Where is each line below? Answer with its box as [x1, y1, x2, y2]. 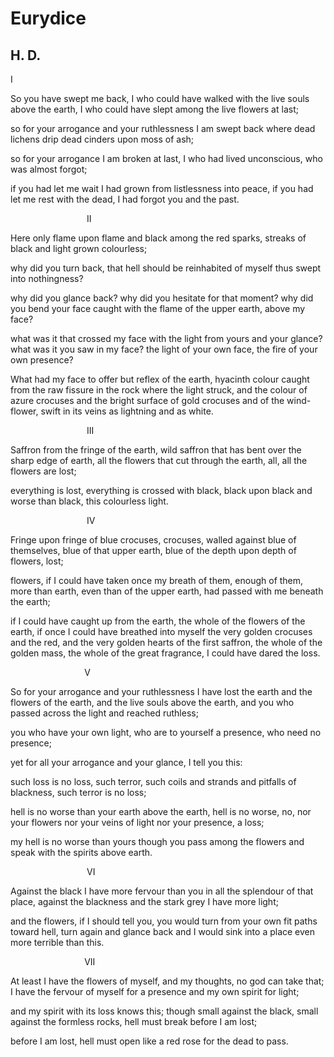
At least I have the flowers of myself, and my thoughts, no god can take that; [10, 975, 325, 987]
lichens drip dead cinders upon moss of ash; [10, 133, 195, 145]
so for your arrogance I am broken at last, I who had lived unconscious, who [10, 153, 323, 164]
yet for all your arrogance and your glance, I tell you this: [10, 757, 243, 768]
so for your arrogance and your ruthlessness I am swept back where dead [10, 123, 316, 134]
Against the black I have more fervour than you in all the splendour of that [10, 885, 314, 897]
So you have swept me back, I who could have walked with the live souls [10, 93, 310, 104]
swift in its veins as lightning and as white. [40, 405, 214, 417]
